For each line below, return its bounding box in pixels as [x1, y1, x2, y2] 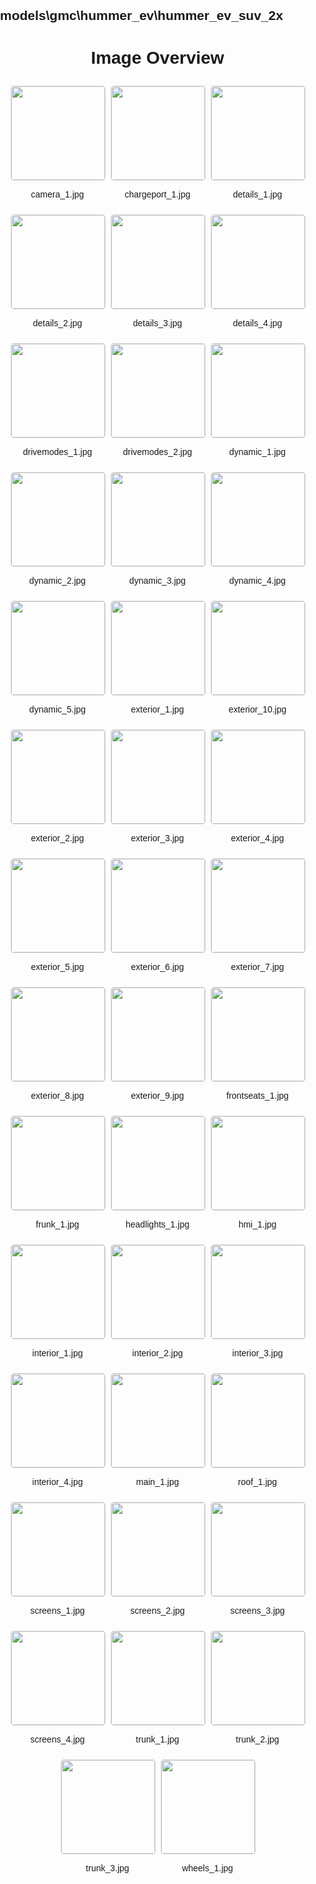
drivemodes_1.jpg [22, 446, 93, 458]
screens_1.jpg [30, 1605, 85, 1617]
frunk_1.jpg [35, 1219, 80, 1230]
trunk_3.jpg [85, 1863, 130, 1874]
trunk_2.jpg [235, 1734, 280, 1745]
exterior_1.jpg [130, 704, 185, 715]
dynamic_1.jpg [228, 446, 287, 458]
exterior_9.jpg [130, 1090, 185, 1102]
